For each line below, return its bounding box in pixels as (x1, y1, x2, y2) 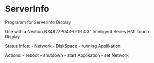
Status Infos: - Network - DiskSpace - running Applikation (5, 43, 120, 49)
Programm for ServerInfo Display (5, 19, 71, 25)
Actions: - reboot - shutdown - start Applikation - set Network (5, 52, 129, 58)
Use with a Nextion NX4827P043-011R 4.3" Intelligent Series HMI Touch (5, 28, 149, 34)
